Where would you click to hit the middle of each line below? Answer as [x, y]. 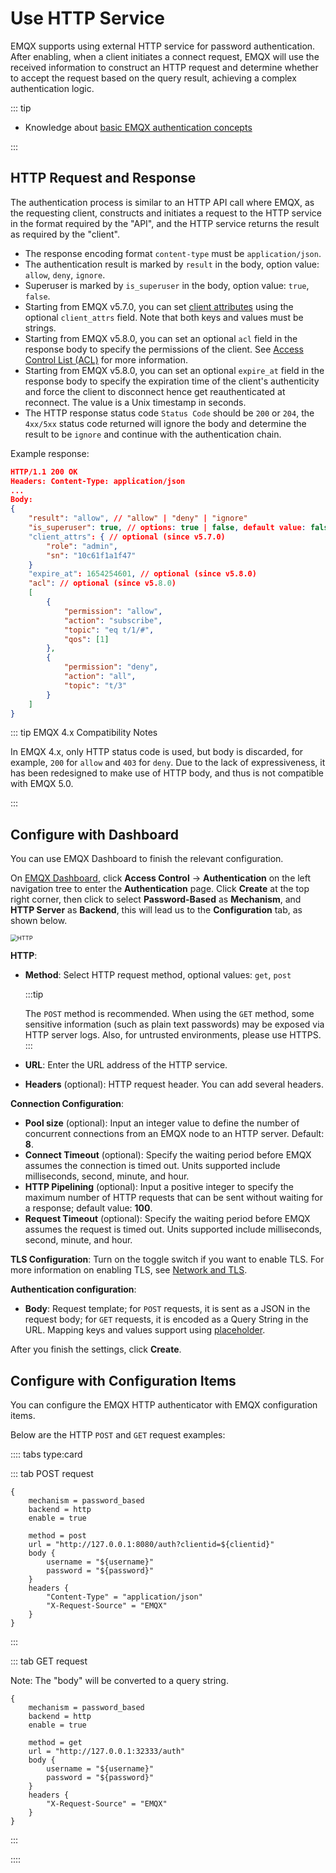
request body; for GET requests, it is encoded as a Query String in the [166, 1319]
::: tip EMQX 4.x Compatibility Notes [84, 733]
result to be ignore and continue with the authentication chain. [153, 434]
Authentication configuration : [73, 1289]
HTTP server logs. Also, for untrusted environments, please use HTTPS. [173, 1035]
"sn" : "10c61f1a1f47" [91, 555]
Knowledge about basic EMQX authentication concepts [138, 127]
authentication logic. [52, 88]
